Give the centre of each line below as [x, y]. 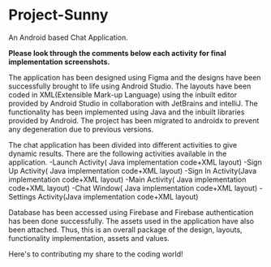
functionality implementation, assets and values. [89, 238]
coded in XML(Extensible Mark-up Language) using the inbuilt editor [123, 94]
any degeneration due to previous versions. [81, 129]
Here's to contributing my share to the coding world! [96, 254]
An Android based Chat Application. [68, 37]
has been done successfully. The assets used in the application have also [131, 221]
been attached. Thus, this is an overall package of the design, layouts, [125, 230]
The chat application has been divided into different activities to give [123, 144]
